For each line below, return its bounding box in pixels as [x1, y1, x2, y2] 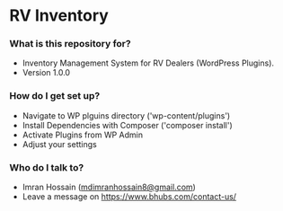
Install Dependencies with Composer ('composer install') [22, 119, 233, 130]
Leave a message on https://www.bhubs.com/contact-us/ [22, 191, 236, 202]
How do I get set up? [9, 90, 101, 102]
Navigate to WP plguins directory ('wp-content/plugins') [22, 110, 231, 121]
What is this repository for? [9, 38, 132, 50]
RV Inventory [9, 5, 110, 26]
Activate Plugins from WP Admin [22, 129, 144, 140]
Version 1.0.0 [22, 67, 70, 78]
